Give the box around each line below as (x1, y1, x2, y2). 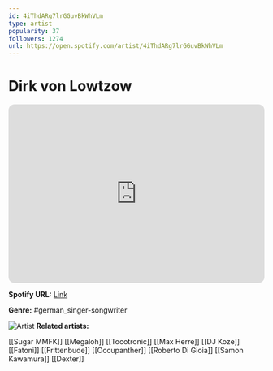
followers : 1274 (8, 34, 63, 43)
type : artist (8, 19, 53, 28)
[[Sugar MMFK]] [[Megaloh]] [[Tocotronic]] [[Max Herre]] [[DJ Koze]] (8, 337, 240, 347)
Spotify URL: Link (8, 290, 68, 300)
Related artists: (36, 321, 89, 331)
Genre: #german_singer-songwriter (8, 305, 128, 315)
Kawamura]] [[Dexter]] (8, 354, 84, 364)
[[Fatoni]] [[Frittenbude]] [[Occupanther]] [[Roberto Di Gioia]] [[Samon (8, 346, 244, 356)
